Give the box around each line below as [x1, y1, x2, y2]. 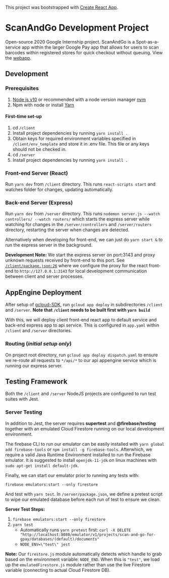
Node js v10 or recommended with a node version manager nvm [12, 96, 146, 102]
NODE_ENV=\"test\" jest [20, 542, 71, 547]
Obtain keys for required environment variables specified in [12, 135, 136, 141]
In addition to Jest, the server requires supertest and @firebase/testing [5, 420, 156, 426]
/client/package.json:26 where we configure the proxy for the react [5, 263, 148, 269]
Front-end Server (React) [5, 169, 68, 176]
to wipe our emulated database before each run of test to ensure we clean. [5, 496, 161, 502]
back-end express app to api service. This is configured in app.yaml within [5, 322, 159, 329]
